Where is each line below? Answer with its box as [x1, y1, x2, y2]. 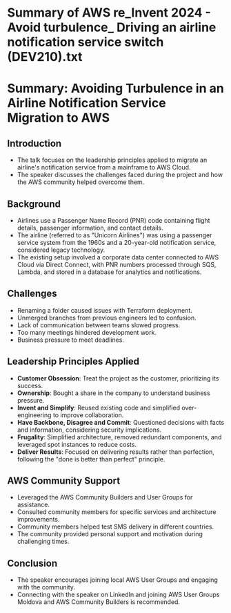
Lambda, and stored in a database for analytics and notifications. [17, 268, 202, 276]
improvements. [17, 515, 60, 524]
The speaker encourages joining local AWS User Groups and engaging [17, 576, 219, 584]
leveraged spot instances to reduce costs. [17, 440, 137, 448]
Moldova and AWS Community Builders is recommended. [17, 598, 181, 606]
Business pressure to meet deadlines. [17, 336, 124, 344]
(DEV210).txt [7, 49, 83, 65]
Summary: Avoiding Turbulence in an [7, 81, 224, 96]
